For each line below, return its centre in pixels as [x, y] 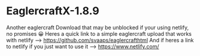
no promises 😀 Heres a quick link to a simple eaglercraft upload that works [99, 33]
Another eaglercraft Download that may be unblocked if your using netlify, [98, 27]
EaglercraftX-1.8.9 [53, 11]
